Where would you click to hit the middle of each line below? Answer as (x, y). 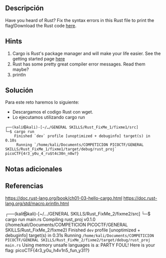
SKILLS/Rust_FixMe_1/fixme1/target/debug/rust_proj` (61, 149)
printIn (19, 74)
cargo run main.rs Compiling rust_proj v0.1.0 (50, 219)
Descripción (24, 8)
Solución (19, 90)
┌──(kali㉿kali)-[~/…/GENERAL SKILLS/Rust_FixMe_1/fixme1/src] (72, 127)
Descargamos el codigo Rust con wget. (53, 112)
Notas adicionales (34, 169)
